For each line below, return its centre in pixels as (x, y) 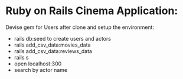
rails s (21, 57)
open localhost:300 (38, 64)
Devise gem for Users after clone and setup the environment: (80, 27)
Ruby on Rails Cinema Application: (92, 11)
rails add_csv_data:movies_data (52, 45)
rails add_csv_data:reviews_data (53, 51)
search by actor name (41, 70)
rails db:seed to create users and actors (63, 38)
